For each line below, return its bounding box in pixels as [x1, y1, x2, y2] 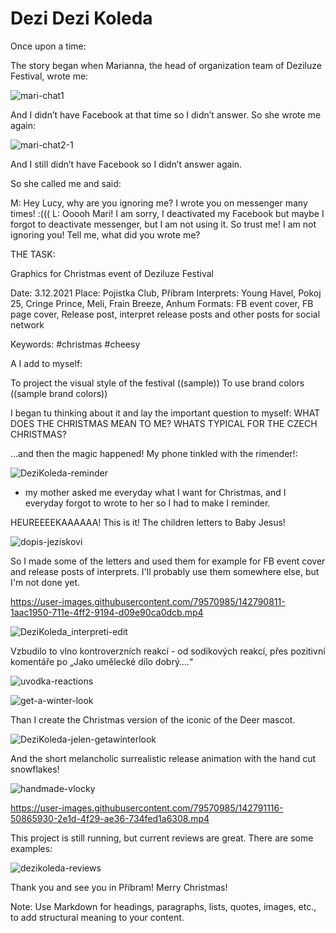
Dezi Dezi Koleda [10, 7, 153, 30]
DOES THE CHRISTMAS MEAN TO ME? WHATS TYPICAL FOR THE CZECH [10, 417, 318, 429]
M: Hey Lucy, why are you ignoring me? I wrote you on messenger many [10, 197, 308, 209]
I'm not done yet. [10, 576, 81, 588]
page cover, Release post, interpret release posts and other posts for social [10, 308, 321, 320]
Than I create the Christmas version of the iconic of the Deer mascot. [10, 713, 296, 726]
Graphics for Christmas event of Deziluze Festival [10, 267, 214, 279]
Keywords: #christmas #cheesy [10, 338, 141, 350]
